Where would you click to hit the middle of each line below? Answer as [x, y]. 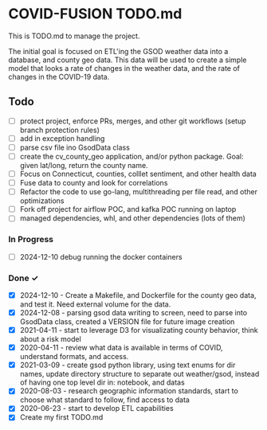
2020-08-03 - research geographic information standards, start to [129, 391]
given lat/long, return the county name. [84, 165]
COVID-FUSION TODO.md [95, 14]
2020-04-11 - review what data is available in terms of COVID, [121, 348]
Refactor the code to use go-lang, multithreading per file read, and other [138, 192]
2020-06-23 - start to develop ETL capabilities [96, 408]
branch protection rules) [59, 130]
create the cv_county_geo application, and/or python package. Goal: [132, 156]
